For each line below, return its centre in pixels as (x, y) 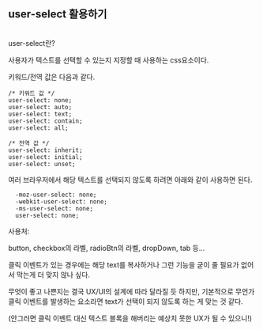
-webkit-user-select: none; (62, 201)
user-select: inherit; (45, 150)
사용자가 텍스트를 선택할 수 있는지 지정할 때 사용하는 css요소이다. (109, 60)
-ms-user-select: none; (54, 208)
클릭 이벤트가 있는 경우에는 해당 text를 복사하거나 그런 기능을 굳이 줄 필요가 (124, 264)
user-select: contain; (45, 121)
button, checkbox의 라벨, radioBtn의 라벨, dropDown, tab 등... (107, 248)
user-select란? (32, 43)
